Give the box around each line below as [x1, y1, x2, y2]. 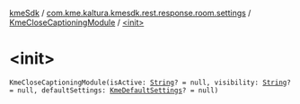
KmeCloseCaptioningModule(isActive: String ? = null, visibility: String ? [9, 78, 292, 87]
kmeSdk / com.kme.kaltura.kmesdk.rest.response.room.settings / [9, 8, 251, 18]
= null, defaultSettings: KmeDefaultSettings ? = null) [9, 85, 219, 95]
